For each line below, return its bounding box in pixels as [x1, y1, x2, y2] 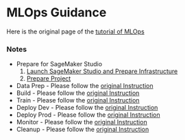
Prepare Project [26, 74, 71, 83]
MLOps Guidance [6, 5, 107, 20]
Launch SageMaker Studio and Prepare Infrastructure [26, 67, 178, 76]
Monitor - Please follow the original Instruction [16, 118, 148, 126]
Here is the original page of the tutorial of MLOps [6, 27, 145, 36]
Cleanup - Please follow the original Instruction [16, 125, 149, 134]
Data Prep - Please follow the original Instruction [16, 82, 153, 90]
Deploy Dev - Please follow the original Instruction [16, 104, 158, 112]
